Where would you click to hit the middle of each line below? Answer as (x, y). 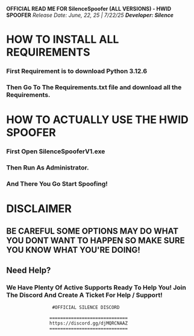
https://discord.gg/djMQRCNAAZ (89, 323)
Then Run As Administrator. (48, 168)
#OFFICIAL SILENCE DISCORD (86, 308)
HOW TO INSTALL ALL (63, 40)
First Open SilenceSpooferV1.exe (56, 151)
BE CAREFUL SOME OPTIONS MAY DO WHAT (92, 231)
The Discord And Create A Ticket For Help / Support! (84, 295)
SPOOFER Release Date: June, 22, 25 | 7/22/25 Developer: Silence (90, 15)
